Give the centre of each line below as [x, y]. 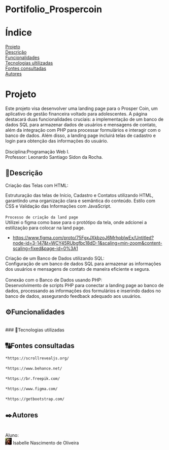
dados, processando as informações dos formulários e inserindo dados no [83, 291]
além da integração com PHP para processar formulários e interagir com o [83, 130]
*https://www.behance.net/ [34, 368]
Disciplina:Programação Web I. [37, 152]
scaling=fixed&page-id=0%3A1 [45, 248]
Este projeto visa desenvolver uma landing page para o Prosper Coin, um [82, 108]
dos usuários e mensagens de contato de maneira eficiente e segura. [78, 269]
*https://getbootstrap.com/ [35, 399]
